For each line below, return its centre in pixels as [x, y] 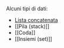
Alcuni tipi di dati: [27, 9]
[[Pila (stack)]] [32, 26]
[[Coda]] [25, 33]
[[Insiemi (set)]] [33, 39]
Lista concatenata [36, 20]
